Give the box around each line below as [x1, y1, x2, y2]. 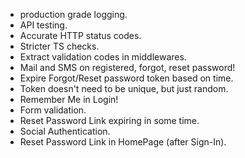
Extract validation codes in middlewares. [19, 51, 187, 63]
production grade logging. [19, 9, 128, 20]
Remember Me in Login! [19, 94, 119, 105]
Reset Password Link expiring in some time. [19, 115, 200, 126]
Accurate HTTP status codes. [19, 30, 142, 41]
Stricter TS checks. [19, 40, 100, 52]
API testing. [19, 19, 68, 31]
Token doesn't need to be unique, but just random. [19, 83, 229, 94]
